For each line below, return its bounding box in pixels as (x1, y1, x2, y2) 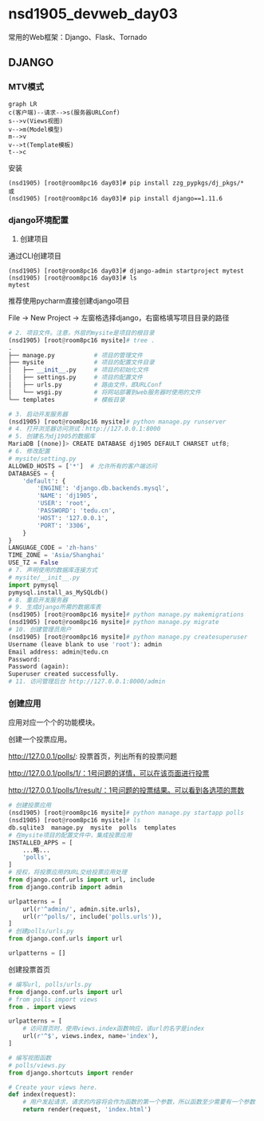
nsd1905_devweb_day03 (8, 5, 178, 23)
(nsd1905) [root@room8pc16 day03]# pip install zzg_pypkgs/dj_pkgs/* (8, 179, 245, 187)
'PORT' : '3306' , (37, 521, 91, 530)
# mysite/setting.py (8, 455, 77, 463)
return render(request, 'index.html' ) (22, 1106, 152, 1114)
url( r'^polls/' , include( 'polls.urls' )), (22, 912, 162, 920)
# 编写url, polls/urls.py (8, 980, 92, 988)
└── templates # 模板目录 (8, 396, 125, 403)
